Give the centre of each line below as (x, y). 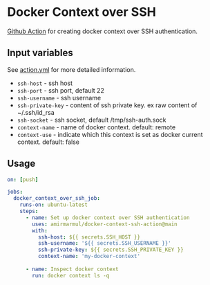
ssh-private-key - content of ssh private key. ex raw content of (107, 105)
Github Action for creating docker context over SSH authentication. (103, 31)
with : (40, 230)
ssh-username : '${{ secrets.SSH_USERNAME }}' (104, 243)
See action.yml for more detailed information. (71, 69)
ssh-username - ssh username (59, 98)
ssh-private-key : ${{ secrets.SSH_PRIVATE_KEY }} (111, 250)
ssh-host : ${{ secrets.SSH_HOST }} (89, 237)
